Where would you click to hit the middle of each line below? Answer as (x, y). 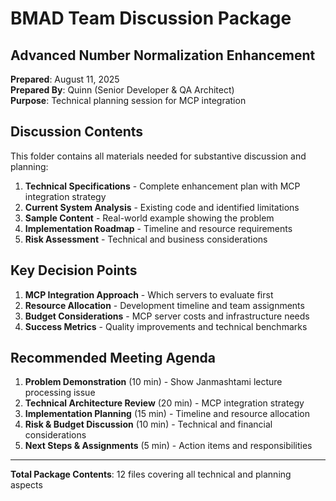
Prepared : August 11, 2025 (65, 79)
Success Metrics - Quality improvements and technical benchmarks (166, 326)
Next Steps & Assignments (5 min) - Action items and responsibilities (168, 446)
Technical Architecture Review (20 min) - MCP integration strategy (164, 403)
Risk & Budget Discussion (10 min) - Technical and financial (148, 424)
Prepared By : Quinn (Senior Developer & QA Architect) (122, 90)
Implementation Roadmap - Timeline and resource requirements (158, 228)
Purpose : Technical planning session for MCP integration (128, 100)
